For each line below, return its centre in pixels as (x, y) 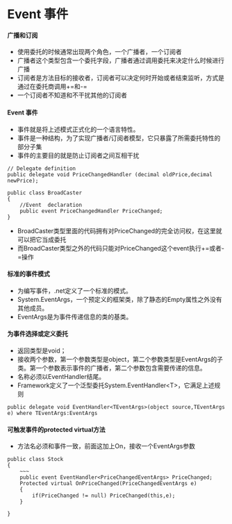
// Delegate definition (42, 168)
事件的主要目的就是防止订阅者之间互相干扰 (78, 155)
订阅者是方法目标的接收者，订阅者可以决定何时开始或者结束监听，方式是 (121, 78)
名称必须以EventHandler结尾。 (61, 377)
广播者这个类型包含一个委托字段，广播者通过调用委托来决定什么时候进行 (121, 60)
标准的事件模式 (28, 274)
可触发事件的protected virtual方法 (56, 429)
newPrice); (23, 180)
